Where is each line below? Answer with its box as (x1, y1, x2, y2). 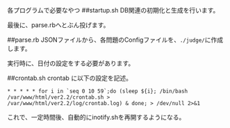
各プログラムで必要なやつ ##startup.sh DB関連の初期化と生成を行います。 (7, 6, 220, 14)
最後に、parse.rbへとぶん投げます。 (7, 21, 110, 29)
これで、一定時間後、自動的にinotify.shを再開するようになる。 (7, 113, 186, 121)
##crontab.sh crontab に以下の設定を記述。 (7, 74, 132, 82)
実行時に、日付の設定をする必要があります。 (7, 59, 135, 67)
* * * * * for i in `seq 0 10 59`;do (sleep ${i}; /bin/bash (7, 88, 188, 95)
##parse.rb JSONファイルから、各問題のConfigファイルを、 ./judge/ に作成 (7, 35, 224, 44)
